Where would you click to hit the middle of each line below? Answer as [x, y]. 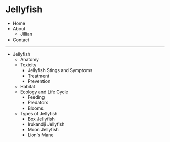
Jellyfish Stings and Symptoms [60, 70]
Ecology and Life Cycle [44, 92]
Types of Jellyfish [39, 113]
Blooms [36, 108]
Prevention [39, 81]
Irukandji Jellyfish [46, 124]
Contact [21, 40]
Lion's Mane [40, 135]
